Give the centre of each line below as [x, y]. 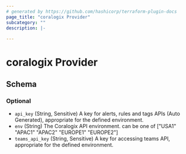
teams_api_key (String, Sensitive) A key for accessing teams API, [92, 138]
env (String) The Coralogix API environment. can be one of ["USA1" [95, 126]
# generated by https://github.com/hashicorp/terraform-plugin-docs [92, 11]
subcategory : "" [26, 22]
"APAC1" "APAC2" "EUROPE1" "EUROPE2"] [66, 132]
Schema [21, 84]
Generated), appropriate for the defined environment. [79, 120]
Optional [18, 101]
